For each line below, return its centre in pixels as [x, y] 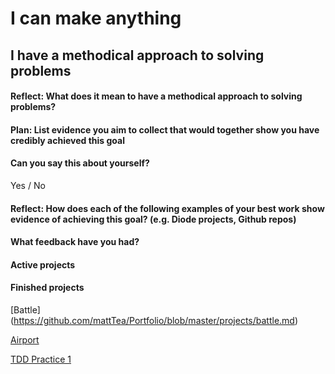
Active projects [43, 264]
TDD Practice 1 [41, 359]
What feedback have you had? [75, 242]
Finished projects [47, 288]
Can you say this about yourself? [80, 163]
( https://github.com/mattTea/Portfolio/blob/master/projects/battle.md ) [154, 320]
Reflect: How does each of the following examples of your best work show [167, 208]
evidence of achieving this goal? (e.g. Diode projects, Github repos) [153, 219]
